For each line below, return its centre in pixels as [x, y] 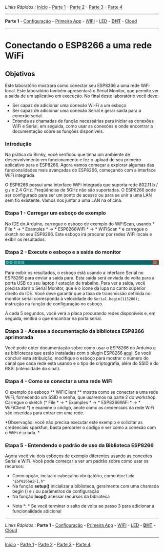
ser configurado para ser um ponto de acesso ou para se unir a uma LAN [79, 195]
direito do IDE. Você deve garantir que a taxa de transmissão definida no [78, 294]
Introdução [18, 144]
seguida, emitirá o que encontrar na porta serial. [53, 318]
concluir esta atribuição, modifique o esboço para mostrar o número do [77, 358]
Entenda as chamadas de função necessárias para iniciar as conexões [83, 121]
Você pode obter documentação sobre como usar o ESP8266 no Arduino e [81, 348]
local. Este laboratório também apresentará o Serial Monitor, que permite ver [82, 91]
